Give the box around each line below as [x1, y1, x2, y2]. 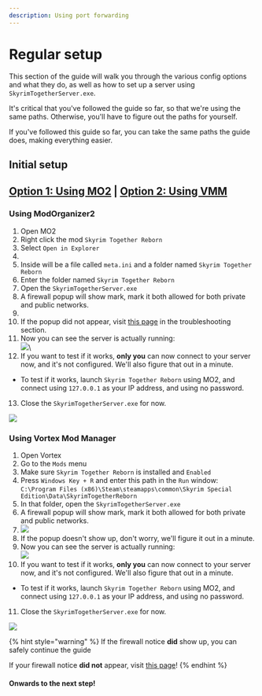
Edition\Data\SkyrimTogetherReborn [20, 492, 138, 500]
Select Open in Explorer [20, 243, 100, 252]
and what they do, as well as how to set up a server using [9, 79, 195, 89]
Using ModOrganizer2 [9, 208, 95, 219]
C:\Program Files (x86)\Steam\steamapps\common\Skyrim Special [20, 485, 233, 493]
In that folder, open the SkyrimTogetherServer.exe [20, 499, 181, 508]
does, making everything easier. [9, 135, 113, 145]
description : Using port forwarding [9, 11, 129, 20]
